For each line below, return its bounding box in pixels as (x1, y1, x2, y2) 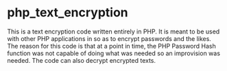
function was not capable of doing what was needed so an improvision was (7, 49, 221, 57)
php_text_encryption (7, 5, 128, 20)
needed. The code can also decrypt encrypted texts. (7, 56, 156, 64)
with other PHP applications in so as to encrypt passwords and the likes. (7, 34, 211, 42)
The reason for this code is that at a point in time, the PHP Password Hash (7, 42, 216, 50)
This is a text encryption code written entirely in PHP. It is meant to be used (7, 27, 220, 35)
